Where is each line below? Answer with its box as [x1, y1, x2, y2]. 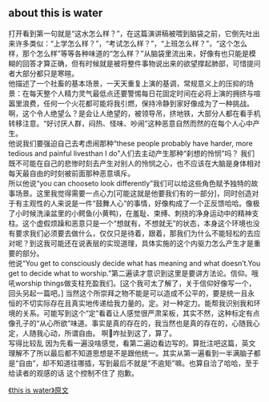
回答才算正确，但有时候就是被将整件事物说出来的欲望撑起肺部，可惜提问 [22, 58, 261, 68]
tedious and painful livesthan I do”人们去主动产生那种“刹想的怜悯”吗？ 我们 [8, 148, 255, 158]
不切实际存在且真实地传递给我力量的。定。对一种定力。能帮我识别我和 [22, 298, 254, 308]
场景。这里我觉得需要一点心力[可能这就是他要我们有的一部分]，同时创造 [14, 188, 252, 198]
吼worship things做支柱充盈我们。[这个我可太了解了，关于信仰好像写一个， [8, 278, 256, 288]
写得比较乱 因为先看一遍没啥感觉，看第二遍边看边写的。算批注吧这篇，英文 [8, 338, 256, 348]
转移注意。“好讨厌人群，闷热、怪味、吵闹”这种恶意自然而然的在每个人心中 [8, 118, 254, 128]
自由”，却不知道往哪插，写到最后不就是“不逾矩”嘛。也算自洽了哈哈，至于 [18, 358, 259, 368]
